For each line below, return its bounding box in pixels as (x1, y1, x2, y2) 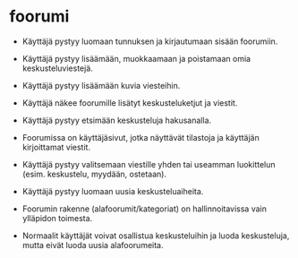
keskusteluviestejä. (21, 63, 94, 73)
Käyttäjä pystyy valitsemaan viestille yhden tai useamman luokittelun (21, 159, 276, 169)
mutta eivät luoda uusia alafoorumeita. (21, 239, 164, 250)
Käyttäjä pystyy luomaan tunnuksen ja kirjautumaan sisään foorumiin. (21, 36, 278, 47)
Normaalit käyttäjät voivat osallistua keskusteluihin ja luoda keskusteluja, (21, 230, 290, 241)
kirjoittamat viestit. (21, 142, 91, 152)
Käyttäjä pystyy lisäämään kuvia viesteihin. (21, 80, 181, 90)
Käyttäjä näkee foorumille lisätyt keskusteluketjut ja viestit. (21, 97, 238, 108)
